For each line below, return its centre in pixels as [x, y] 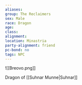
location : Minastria [26, 41]
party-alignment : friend [30, 45]
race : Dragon [18, 23]
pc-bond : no [17, 50]
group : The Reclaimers [28, 14]
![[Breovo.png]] [20, 68]
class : [12, 32]
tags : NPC [15, 54]
